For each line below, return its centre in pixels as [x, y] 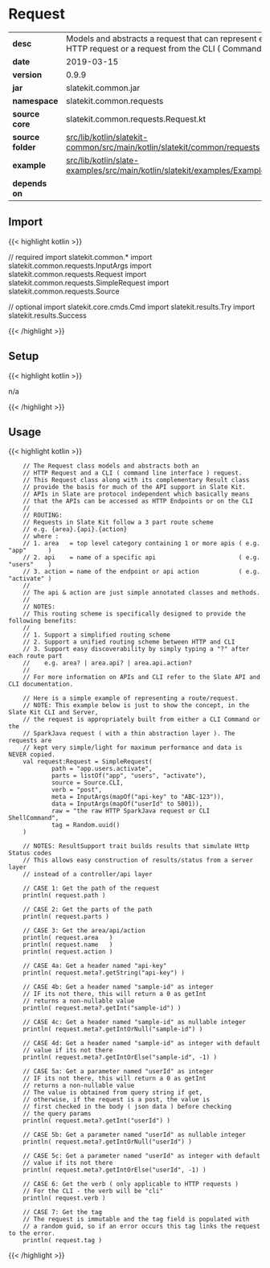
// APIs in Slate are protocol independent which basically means [136, 494]
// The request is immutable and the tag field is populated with [136, 1220]
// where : [41, 537]
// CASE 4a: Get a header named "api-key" [95, 966]
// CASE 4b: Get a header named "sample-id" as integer [119, 987]
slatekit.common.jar [103, 88]
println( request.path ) [64, 895]
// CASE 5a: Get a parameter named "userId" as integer [119, 1072]
